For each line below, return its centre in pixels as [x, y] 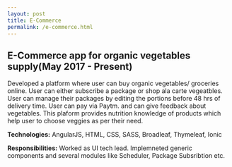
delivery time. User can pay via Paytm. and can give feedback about [107, 106]
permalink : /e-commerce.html [50, 27]
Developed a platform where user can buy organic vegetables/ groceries [113, 83]
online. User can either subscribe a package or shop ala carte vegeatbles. [115, 91]
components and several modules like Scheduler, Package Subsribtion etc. [116, 156]
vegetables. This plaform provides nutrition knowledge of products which [114, 113]
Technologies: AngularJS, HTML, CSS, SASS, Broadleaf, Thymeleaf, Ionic [115, 135]
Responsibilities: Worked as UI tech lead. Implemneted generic [100, 148]
